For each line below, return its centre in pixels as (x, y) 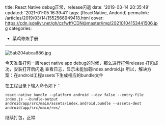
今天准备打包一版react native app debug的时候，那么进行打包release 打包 (80, 63)
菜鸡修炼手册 (25, 38)
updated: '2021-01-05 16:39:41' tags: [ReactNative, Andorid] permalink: (77, 13)
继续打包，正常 (20, 117)
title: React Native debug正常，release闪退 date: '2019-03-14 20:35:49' (77, 7)
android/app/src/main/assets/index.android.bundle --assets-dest (73, 103)
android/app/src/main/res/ (33, 108)
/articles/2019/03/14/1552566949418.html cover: (55, 18)
